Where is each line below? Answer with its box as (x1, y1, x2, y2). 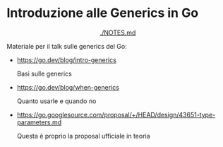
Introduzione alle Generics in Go (6, 5, 199, 21)
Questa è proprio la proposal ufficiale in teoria (16, 131, 150, 140)
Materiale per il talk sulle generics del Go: (6, 42, 128, 50)
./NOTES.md (100, 28, 136, 37)
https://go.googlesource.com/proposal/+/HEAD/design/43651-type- (16, 110, 216, 119)
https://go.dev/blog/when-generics (16, 83, 119, 91)
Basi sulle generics (16, 69, 72, 78)
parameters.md (16, 118, 62, 127)
